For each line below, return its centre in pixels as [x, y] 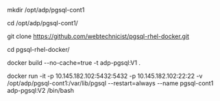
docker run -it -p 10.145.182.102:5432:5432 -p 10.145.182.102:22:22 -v [105, 76]
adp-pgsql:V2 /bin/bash [40, 90]
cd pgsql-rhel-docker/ [38, 49]
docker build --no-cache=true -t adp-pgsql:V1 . [74, 63]
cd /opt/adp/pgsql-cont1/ [43, 23]
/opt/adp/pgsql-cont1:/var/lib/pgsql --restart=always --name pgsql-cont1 [110, 83]
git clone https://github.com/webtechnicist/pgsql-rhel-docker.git [98, 36]
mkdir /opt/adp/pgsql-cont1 [46, 10]
